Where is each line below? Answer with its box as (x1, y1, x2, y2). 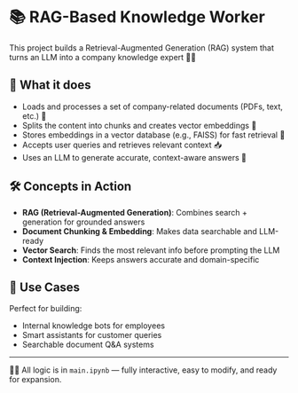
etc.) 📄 (21, 110, 47, 121)
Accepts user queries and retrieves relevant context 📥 (21, 139, 223, 150)
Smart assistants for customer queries (21, 330, 162, 341)
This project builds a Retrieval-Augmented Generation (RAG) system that (9, 42, 275, 53)
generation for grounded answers (21, 216, 145, 227)
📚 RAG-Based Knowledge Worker (9, 7, 266, 28)
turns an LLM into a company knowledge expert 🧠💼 (9, 51, 197, 62)
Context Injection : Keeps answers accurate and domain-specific (21, 254, 260, 264)
